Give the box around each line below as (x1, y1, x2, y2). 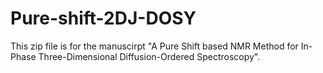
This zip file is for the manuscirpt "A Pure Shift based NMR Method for (10, 40, 299, 52)
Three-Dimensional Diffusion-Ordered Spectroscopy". (38, 50, 261, 62)
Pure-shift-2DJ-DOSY (10, 7, 197, 30)
